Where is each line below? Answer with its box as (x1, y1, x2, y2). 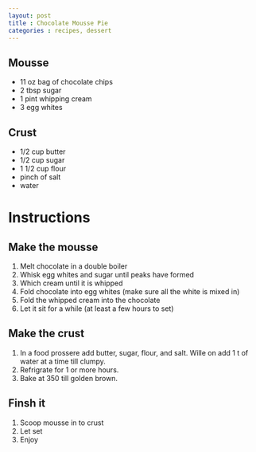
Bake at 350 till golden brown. (19, 373, 118, 383)
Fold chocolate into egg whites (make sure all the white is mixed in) (19, 287, 240, 296)
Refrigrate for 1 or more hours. (19, 364, 119, 375)
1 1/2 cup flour (19, 164, 66, 173)
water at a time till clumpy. (19, 356, 106, 366)
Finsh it (8, 396, 46, 411)
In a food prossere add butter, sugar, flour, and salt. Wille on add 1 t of (19, 348, 249, 357)
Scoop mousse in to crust (19, 418, 104, 427)
